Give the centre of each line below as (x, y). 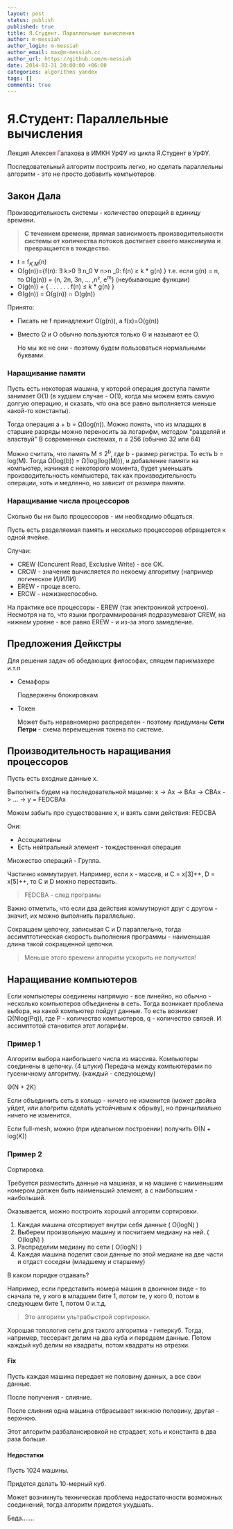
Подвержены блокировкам (58, 695)
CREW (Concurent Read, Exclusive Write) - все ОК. (90, 564)
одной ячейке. (28, 537)
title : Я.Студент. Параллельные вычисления (71, 33)
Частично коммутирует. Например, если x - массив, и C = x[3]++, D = (111, 874)
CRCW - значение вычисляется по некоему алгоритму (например (115, 572)
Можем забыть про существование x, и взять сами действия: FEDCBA (112, 813)
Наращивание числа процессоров (68, 501)
